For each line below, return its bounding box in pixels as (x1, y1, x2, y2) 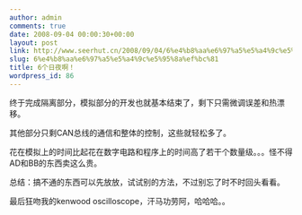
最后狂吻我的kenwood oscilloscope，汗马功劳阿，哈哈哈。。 (9, 195, 231, 206)
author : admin (9, 13, 63, 22)
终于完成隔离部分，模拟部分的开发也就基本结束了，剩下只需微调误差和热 (9, 97, 277, 107)
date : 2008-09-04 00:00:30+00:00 (9, 30, 135, 39)
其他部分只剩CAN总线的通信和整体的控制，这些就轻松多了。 (9, 127, 232, 138)
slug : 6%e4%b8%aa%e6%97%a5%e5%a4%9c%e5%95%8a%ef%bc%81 (9, 55, 219, 64)
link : (9, 47, 30, 56)
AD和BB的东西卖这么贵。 (9, 158, 102, 168)
